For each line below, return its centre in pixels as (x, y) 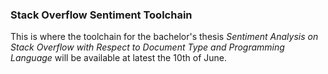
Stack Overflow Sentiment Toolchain (101, 15)
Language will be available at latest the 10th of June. (118, 58)
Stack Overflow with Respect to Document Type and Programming (147, 47)
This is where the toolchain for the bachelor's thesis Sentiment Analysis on (164, 37)
